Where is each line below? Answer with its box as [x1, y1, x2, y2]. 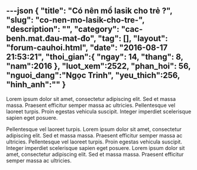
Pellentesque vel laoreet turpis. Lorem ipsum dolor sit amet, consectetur [6, 125, 182, 133]
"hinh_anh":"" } [6, 80, 66, 90]
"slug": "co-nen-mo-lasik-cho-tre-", [6, 15, 145, 25]
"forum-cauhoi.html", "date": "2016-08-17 [6, 42, 168, 53]
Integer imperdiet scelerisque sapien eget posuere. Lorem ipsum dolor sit [6, 144, 185, 151]
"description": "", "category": [6, 24, 120, 34]
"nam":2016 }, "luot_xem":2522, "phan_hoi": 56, [6, 61, 191, 71]
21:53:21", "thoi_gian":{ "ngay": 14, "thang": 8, [6, 52, 183, 62]
